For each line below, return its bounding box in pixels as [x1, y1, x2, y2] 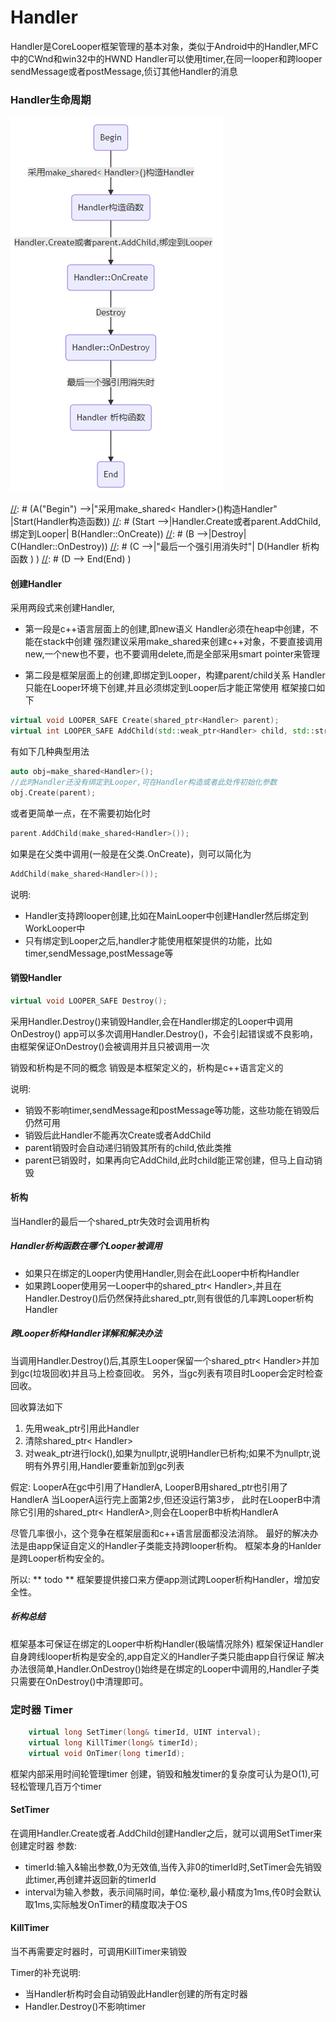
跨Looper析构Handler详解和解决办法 [10, 1327, 163, 1340]
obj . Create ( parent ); [10, 787, 97, 798]
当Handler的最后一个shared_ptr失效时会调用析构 [10, 1215, 210, 1227]
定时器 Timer [10, 1702, 73, 1716]
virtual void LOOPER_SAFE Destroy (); [10, 996, 168, 1006]
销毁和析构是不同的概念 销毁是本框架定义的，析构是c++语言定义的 [10, 1061, 284, 1073]
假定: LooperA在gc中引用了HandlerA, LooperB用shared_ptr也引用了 [10, 1481, 289, 1493]
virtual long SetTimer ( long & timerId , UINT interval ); [28, 1727, 262, 1738]
